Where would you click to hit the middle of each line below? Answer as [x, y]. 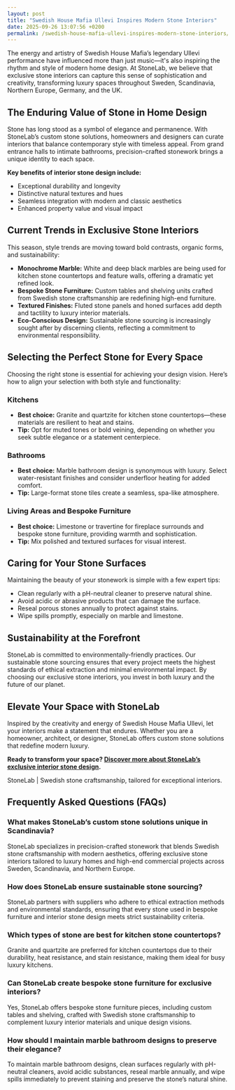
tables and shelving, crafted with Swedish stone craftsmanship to [101, 1014]
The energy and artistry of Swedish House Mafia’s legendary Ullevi [104, 53]
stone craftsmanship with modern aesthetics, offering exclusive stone [108, 853]
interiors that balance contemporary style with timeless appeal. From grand [115, 144]
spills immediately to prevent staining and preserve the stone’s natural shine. [117, 1079]
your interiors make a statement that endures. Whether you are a [100, 731]
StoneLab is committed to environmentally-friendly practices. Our [101, 655]
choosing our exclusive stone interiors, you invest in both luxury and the [111, 677]
